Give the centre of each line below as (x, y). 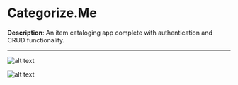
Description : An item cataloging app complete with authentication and (110, 33)
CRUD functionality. (36, 40)
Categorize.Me (52, 13)
